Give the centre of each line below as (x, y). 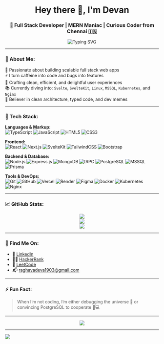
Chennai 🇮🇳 (82, 31)
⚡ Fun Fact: (19, 289)
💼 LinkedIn (23, 254)
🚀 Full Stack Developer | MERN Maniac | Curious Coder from (82, 25)
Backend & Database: (27, 156)
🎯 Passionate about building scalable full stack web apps (62, 70)
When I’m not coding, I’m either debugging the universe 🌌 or (78, 301)
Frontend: (15, 142)
